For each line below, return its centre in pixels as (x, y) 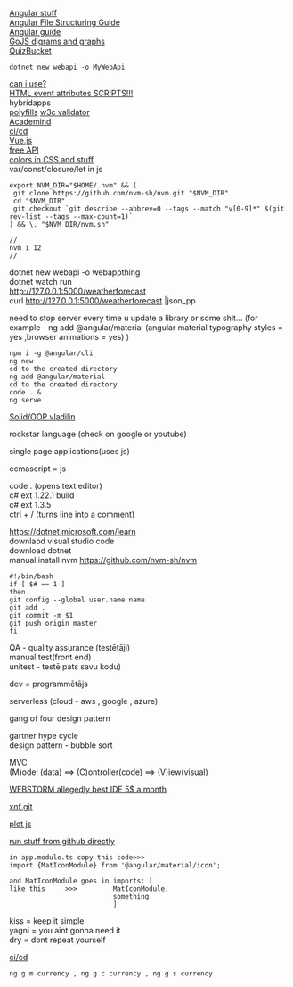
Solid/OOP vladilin (42, 417)
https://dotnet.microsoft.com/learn (73, 531)
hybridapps (30, 103)
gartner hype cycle (44, 736)
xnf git (21, 806)
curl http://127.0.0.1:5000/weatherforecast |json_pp (102, 301)
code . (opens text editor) (56, 486)
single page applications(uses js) (70, 451)
